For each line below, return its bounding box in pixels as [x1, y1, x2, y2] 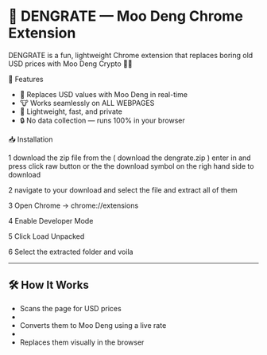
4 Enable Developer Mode [8, 216, 94, 225]
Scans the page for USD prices [19, 303, 122, 313]
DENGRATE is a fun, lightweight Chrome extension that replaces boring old [8, 50, 253, 60]
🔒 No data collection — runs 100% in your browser [19, 115, 185, 125]
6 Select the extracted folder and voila [8, 247, 133, 256]
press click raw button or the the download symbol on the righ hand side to [8, 161, 254, 170]
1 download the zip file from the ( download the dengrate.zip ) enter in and [8, 153, 252, 162]
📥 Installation [8, 135, 53, 144]
